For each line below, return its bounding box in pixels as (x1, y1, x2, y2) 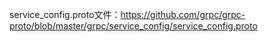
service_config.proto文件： (9, 9, 121, 20)
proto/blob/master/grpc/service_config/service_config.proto (9, 20, 258, 32)
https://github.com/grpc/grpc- (120, 9, 246, 20)
